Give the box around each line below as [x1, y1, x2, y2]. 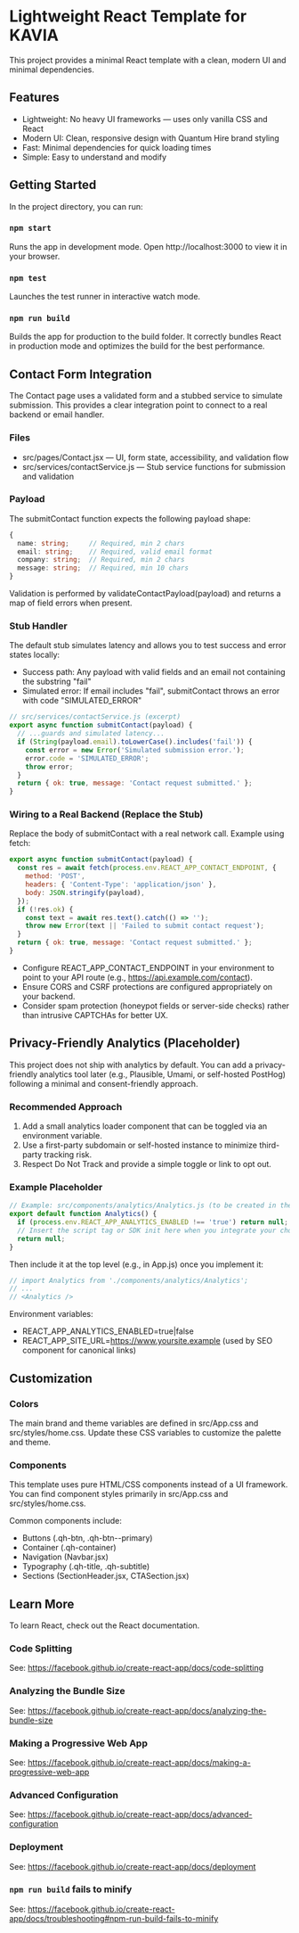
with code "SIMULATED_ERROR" [21, 695, 142, 706]
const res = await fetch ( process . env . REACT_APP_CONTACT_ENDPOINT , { [17, 863, 277, 873]
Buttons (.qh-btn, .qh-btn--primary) [21, 1533, 153, 1543]
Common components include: [9, 1516, 122, 1526]
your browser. [9, 251, 61, 261]
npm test [9, 273, 47, 283]
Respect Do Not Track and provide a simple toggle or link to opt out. [21, 1159, 271, 1170]
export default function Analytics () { [9, 1210, 158, 1219]
